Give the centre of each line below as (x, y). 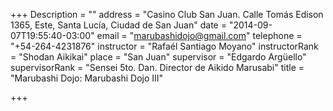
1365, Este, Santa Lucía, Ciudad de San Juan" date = (118, 25)
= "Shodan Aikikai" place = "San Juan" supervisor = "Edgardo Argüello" (158, 57)
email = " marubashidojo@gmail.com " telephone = (199, 35)
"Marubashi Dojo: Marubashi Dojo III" (87, 78)
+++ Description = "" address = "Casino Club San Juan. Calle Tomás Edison (167, 14)
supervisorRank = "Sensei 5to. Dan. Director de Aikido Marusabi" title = (157, 67)
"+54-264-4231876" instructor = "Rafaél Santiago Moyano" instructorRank (164, 46)
